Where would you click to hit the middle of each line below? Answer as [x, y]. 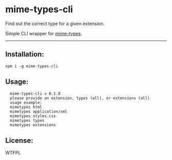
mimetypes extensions [33, 125]
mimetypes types [27, 120]
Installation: [25, 54]
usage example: [26, 102]
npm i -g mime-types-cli [32, 66]
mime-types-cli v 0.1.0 [35, 94]
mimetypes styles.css [33, 116]
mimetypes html [26, 107]
